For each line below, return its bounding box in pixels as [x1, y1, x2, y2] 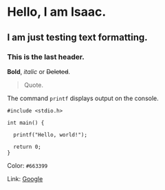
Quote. [23, 80, 43, 89]
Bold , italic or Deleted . [7, 67, 71, 75]
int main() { [7, 119, 45, 126]
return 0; [13, 143, 41, 150]
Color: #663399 [7, 161, 48, 169]
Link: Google [7, 174, 43, 182]
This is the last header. [7, 52, 85, 62]
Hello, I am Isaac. [7, 4, 107, 20]
